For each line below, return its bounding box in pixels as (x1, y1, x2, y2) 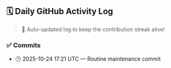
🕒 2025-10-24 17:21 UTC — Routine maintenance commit (15, 55, 161, 62)
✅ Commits (6, 40, 41, 49)
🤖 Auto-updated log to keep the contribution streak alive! (21, 25, 165, 33)
